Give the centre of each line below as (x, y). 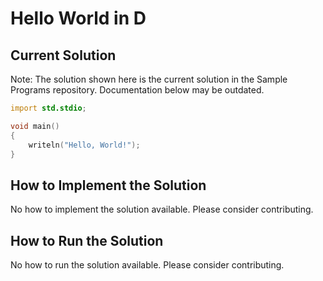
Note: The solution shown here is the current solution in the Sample (149, 79)
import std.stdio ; (48, 108)
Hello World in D (78, 18)
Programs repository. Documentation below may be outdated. (137, 90)
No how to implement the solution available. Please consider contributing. (162, 209)
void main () (35, 126)
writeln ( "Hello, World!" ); (84, 145)
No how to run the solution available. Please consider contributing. (147, 265)
